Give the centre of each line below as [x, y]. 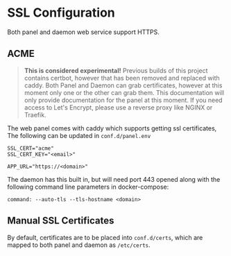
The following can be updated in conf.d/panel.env [79, 135]
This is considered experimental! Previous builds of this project [116, 70]
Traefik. [35, 114]
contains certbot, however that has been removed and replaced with [122, 78]
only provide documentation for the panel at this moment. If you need [123, 100]
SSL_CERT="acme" [31, 148]
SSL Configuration [61, 13]
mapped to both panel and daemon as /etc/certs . [79, 245]
